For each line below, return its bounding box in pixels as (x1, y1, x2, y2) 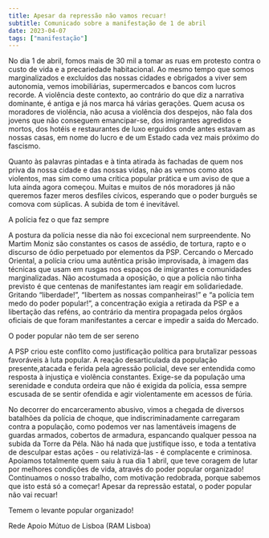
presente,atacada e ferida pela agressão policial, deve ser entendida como (8, 364, 255, 374)
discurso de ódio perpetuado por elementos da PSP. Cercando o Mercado (8, 248, 254, 257)
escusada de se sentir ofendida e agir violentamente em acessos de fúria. (8, 390, 253, 399)
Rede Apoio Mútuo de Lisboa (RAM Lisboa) (8, 521, 151, 531)
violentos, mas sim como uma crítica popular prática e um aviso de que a (8, 174, 251, 184)
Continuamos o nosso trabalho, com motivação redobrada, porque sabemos (8, 473, 261, 483)
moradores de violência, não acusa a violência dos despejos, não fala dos (8, 107, 253, 117)
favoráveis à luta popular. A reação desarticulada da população (8, 355, 218, 365)
